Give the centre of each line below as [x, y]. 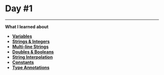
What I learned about [27, 26]
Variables [22, 36]
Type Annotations [31, 67]
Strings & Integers [31, 41]
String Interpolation [32, 57]
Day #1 [19, 9]
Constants [23, 62]
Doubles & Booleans [33, 51]
